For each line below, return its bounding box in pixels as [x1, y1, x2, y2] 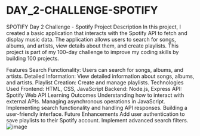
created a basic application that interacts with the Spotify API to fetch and [6, 29, 188, 36]
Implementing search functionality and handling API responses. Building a [6, 104, 188, 111]
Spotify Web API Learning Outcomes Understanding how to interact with [6, 91, 184, 99]
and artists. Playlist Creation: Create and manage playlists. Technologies [6, 78, 184, 86]
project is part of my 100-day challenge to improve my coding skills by [6, 48, 179, 55]
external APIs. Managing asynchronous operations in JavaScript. [6, 97, 165, 105]
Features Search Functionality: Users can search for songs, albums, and [6, 66, 184, 73]
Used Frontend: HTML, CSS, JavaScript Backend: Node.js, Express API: [6, 85, 182, 92]
